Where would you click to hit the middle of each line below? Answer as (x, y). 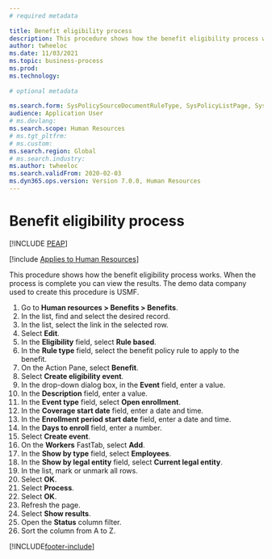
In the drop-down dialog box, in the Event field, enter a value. (123, 385)
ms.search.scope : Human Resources (67, 128)
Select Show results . (56, 513)
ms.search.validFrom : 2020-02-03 (65, 174)
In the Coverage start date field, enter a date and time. (112, 410)
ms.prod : (24, 69)
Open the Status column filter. (71, 522)
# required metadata (44, 16)
